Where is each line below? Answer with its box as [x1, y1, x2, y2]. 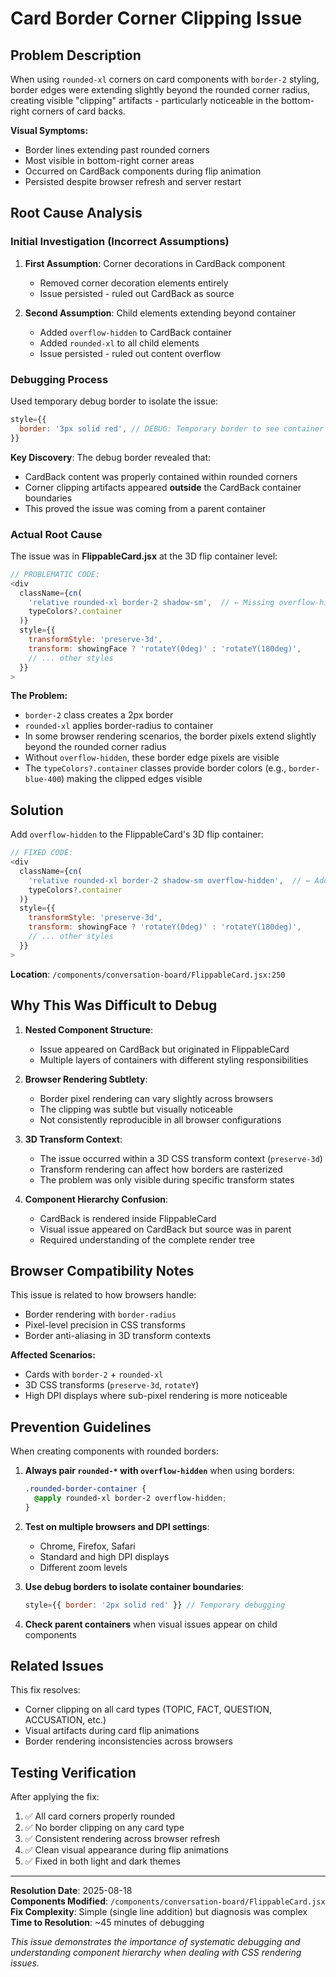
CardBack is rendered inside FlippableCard [39, 1212, 217, 1224]
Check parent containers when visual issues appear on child [24, 1618, 278, 1630]
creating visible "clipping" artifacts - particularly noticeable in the [10, 95, 280, 106]
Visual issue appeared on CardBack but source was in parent [39, 1223, 292, 1235]
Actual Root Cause [10, 527, 103, 541]
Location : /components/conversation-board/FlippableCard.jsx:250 [10, 968, 286, 980]
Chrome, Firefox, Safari [39, 1540, 136, 1552]
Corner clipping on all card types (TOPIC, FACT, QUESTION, [24, 1703, 272, 1716]
